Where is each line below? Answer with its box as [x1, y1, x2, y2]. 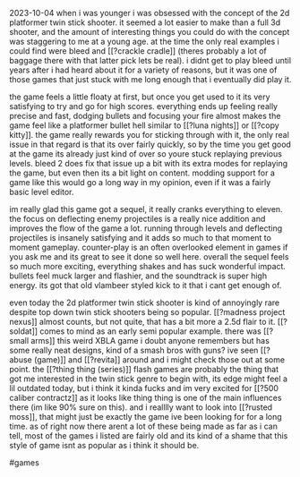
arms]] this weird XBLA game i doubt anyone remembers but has [30, 336, 270, 345]
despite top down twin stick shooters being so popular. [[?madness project [9, 307, 286, 317]
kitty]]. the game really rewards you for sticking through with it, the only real [9, 130, 289, 140]
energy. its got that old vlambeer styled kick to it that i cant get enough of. [9, 280, 282, 290]
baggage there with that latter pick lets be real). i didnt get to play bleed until [9, 55, 292, 65]
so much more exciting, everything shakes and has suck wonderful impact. [9, 261, 287, 271]
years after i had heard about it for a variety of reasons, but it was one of [9, 64, 278, 75]
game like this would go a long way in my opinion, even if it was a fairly [9, 177, 271, 187]
